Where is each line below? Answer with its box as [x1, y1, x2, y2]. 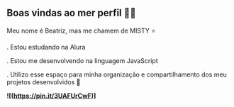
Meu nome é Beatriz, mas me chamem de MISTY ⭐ [6, 26, 156, 35]
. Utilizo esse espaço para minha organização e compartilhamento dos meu [6, 70, 228, 79]
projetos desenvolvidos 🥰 [6, 77, 81, 86]
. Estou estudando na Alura [6, 43, 86, 51]
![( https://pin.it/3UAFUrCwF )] [6, 91, 96, 100]
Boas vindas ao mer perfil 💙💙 [6, 7, 136, 19]
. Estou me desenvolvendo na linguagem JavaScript [6, 56, 158, 64]
